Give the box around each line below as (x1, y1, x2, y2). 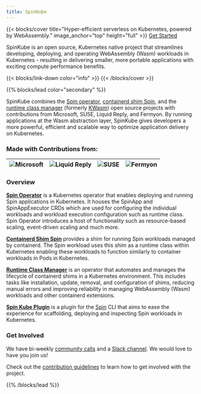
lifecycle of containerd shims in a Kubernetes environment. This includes (6, 272, 186, 280)
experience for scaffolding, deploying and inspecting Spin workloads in (6, 310, 182, 317)
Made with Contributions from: (6, 145, 98, 153)
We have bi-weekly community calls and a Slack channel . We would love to (6, 345, 192, 352)
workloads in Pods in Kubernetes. (6, 254, 89, 262)
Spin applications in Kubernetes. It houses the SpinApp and (6, 198, 153, 205)
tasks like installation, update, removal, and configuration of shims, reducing (6, 279, 195, 286)
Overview (6, 178, 35, 186)
